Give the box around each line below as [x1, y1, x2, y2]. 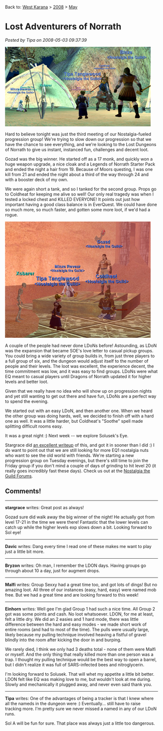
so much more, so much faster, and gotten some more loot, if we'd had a [5, 206, 150, 213]
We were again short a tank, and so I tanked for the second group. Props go [5, 186, 157, 192]
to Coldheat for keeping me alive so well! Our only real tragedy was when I [5, 191, 154, 197]
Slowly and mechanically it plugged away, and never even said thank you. [5, 681, 152, 687]
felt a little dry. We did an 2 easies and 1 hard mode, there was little [5, 616, 139, 622]
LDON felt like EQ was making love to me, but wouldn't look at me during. [5, 676, 151, 682]
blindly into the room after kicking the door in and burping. [5, 637, 122, 643]
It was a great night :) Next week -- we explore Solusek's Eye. [5, 432, 129, 438]
